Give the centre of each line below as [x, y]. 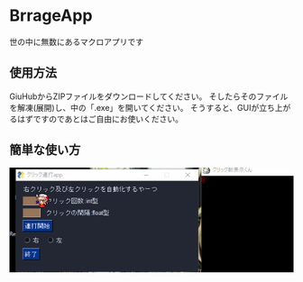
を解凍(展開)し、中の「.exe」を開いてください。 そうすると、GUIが [134, 107]
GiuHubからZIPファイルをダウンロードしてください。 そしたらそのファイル [149, 96]
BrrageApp [51, 16]
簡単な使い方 [45, 150]
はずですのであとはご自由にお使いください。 [100, 119]
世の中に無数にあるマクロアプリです [77, 41]
